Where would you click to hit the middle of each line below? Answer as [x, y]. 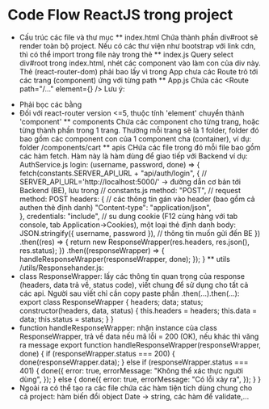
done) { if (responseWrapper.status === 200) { [97, 353]
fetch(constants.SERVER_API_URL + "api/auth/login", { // [113, 173]
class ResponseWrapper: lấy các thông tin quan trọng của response [132, 276]
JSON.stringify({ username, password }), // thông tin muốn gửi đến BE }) [140, 233]
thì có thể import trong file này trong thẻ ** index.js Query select [126, 54]
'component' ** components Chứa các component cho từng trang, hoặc [139, 121]
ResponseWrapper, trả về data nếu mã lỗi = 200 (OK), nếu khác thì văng [139, 336]
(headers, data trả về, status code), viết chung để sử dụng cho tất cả [134, 285]
